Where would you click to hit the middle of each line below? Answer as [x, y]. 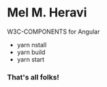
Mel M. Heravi [47, 13]
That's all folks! [33, 77]
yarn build [31, 52]
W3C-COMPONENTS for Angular [53, 32]
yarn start [31, 59]
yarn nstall [32, 45]
